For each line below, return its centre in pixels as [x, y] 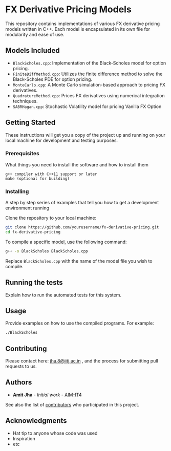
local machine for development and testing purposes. [62, 140]
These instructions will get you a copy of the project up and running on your [85, 135]
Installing [17, 191]
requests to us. [21, 367]
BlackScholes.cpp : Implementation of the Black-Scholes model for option [89, 63]
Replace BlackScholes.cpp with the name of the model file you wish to [79, 261]
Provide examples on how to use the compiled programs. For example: [80, 323]
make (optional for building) [38, 178]
